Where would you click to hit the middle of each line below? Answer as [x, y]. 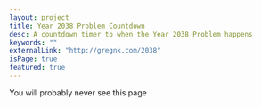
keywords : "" [33, 42]
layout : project [39, 17]
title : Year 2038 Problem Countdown [77, 26]
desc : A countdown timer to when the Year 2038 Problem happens [131, 34]
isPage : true [33, 59]
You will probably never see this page [78, 92]
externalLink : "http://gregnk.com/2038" [86, 51]
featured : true [37, 68]
